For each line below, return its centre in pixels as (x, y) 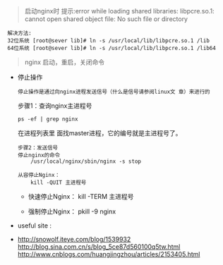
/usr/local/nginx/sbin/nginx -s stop (86, 161)
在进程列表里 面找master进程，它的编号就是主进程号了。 (100, 133)
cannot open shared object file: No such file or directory (106, 19)
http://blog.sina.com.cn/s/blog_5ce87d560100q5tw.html (99, 247)
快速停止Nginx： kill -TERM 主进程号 (81, 196)
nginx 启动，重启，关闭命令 (64, 62)
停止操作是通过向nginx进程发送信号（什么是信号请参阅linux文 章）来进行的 (114, 92)
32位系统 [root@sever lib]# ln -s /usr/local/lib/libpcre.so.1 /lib (109, 41)
